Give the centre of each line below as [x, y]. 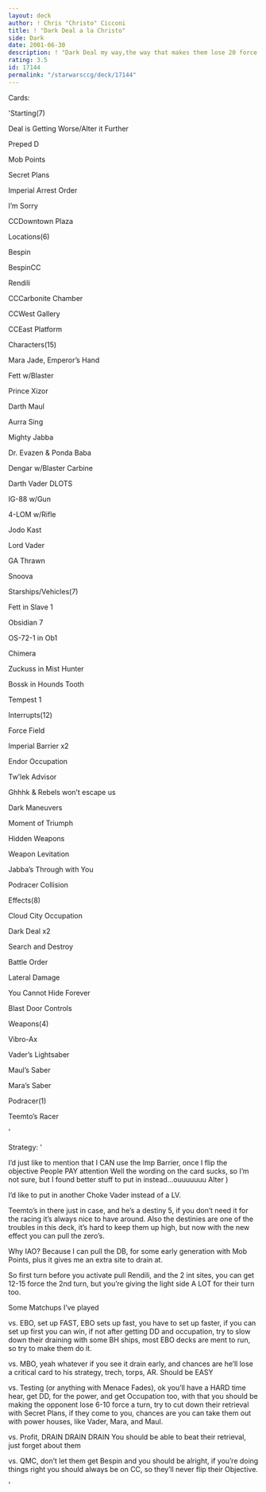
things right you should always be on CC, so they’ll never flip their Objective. [133, 1469]
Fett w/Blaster [31, 375]
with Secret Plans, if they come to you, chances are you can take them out [130, 1413]
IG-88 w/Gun [30, 499]
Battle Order [28, 961]
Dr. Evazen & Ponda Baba [50, 452]
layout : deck [30, 16]
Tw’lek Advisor [33, 777]
